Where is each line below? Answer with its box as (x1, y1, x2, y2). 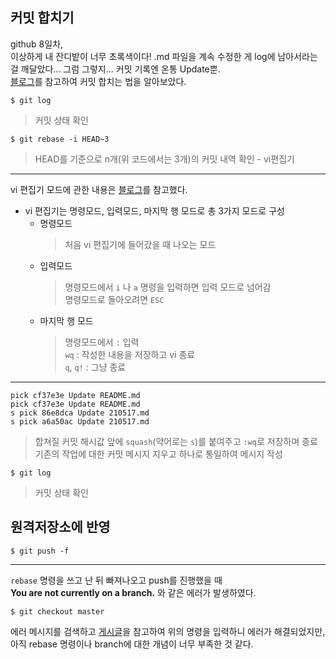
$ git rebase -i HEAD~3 (10, 134, 110, 144)
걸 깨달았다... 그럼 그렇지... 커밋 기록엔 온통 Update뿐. (10, 63, 221, 75)
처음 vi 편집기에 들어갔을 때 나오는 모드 (64, 238, 217, 250)
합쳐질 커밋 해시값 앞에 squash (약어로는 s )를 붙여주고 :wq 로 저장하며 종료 (34, 435, 318, 447)
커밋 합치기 (10, 9, 75, 27)
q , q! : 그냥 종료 (64, 361, 127, 373)
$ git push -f (10, 546, 70, 556)
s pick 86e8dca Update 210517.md (10, 408, 150, 418)
